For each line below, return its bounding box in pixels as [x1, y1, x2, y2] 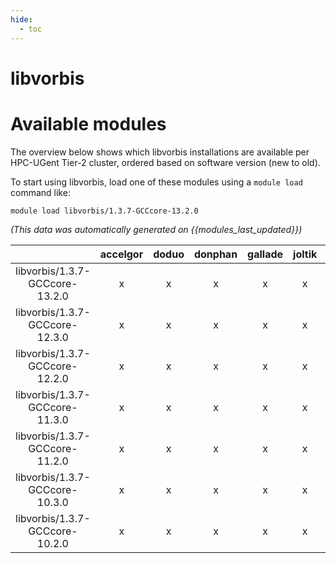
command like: [10, 186, 71, 198]
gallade [247, 247, 284, 261]
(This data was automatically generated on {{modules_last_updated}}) [10, 223, 303, 235]
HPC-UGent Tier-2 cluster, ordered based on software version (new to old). [10, 156, 321, 168]
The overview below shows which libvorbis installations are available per [10, 146, 310, 158]
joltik [293, 247, 318, 261]
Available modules [10, 112, 167, 135]
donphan [193, 247, 238, 261]
